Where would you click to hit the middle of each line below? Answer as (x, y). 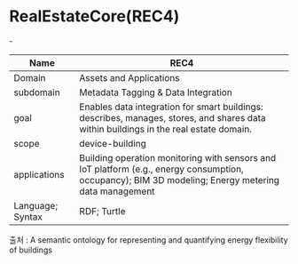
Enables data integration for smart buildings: (171, 107)
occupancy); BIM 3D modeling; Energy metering (180, 180)
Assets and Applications (129, 77)
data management (117, 191)
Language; (36, 205)
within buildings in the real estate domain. (166, 129)
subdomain (37, 92)
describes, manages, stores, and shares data (173, 117)
